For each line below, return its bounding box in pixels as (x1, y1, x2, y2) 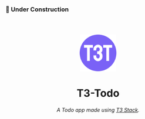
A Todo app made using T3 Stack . (56, 107, 140, 113)
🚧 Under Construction (5, 5, 69, 13)
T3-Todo (76, 87, 120, 100)
